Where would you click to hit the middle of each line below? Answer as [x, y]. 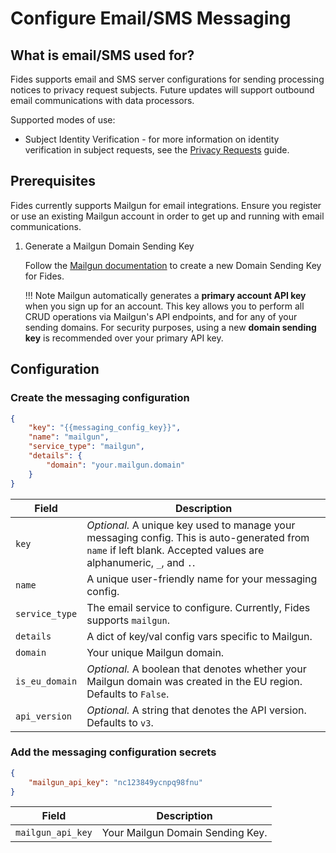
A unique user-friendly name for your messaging [202, 579]
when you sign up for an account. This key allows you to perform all [164, 306]
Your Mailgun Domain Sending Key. [184, 833]
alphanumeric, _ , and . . [141, 562]
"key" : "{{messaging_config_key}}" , [105, 428]
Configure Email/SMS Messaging [151, 18]
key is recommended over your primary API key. [124, 338]
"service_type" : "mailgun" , [86, 447]
